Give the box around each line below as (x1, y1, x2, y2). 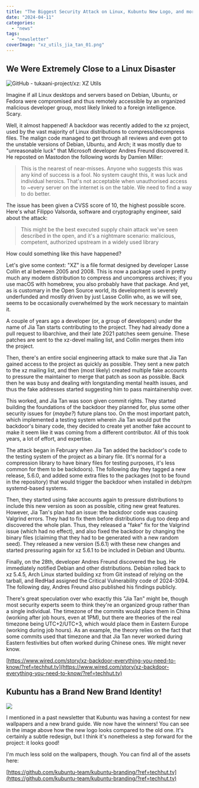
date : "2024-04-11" (6, 14, 54, 20)
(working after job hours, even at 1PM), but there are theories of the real (6, 614, 182, 621)
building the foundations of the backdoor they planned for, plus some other (6, 403, 190, 410)
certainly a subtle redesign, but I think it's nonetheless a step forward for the (6, 733, 192, 740)
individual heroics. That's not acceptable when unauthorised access (20, 177, 188, 184)
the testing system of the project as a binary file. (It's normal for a (6, 453, 166, 460)
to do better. (20, 190, 51, 197)
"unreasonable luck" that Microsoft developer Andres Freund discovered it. (6, 147, 190, 154)
